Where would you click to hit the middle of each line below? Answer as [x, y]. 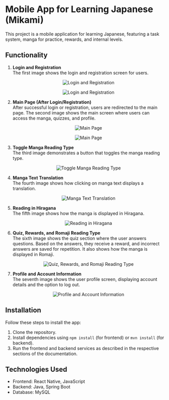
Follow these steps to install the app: [43, 322]
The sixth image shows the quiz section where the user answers [79, 238]
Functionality [26, 55]
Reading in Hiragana [34, 208]
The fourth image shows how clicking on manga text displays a [78, 183]
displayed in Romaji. [33, 254]
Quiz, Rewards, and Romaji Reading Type [57, 233]
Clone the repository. [34, 332]
